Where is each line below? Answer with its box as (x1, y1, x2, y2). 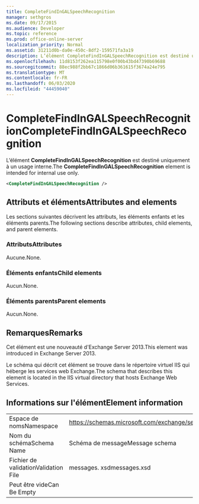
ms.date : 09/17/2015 (6, 20, 57, 26)
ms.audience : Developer (6, 25, 65, 31)
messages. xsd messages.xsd (69, 464, 151, 472)
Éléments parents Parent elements (6, 297, 106, 305)
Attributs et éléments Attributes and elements (6, 197, 177, 207)
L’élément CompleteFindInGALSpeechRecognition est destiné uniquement (6, 156, 190, 163)
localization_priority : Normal (6, 42, 84, 48)
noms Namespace (9, 422, 58, 430)
